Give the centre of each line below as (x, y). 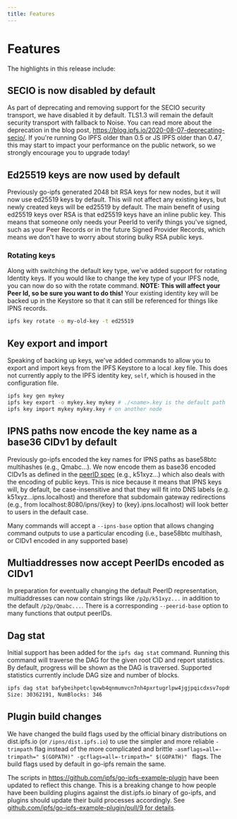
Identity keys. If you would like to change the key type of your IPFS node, (114, 278)
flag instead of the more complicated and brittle (103, 749)
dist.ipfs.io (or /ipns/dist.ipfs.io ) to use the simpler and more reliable (111, 741)
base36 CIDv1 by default (62, 442)
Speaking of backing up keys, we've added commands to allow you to (109, 361)
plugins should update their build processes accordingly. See (96, 800)
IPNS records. (28, 308)
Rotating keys (31, 255)
